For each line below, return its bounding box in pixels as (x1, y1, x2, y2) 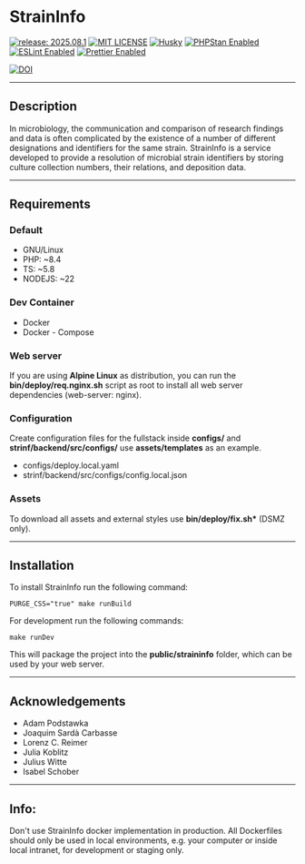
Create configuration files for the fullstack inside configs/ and (9, 432, 241, 443)
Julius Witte (22, 757, 67, 767)
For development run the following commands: (9, 615, 184, 626)
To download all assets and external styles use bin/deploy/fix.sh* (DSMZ (9, 513, 286, 524)
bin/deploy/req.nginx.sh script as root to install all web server (9, 380, 243, 391)
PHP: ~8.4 (22, 254, 62, 265)
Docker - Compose (22, 326, 94, 338)
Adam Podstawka (22, 717, 89, 729)
